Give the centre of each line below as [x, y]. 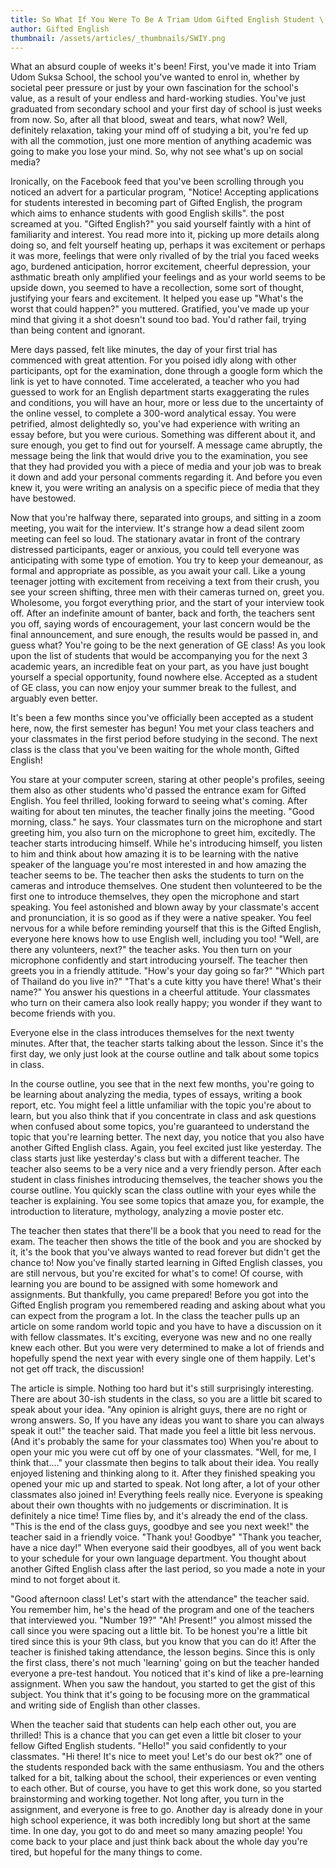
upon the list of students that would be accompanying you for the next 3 [159, 656]
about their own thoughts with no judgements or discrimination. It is [149, 1505]
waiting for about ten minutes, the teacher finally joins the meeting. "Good [162, 812]
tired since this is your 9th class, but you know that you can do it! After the [163, 1642]
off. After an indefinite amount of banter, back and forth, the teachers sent [163, 613]
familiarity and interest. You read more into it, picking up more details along [165, 235]
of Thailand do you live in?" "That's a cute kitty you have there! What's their [166, 982]
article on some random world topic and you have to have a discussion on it [166, 1327]
